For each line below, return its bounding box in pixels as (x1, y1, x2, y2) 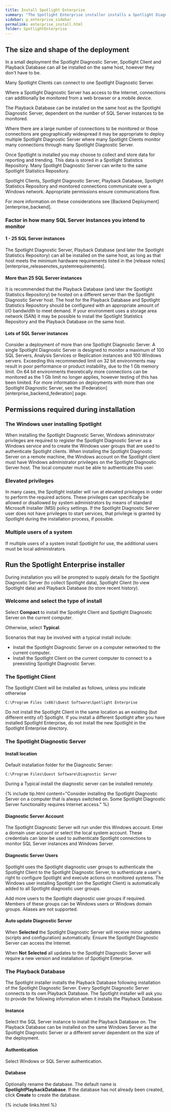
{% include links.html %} (5, 1102, 57, 1108)
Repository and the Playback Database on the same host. (5, 319, 126, 325)
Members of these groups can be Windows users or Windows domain (5, 900, 152, 907)
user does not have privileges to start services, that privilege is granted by (5, 510, 161, 516)
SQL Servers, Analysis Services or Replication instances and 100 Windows (5, 352, 161, 358)
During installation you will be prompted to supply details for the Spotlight (5, 574, 159, 580)
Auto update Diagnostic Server (5, 918, 72, 924)
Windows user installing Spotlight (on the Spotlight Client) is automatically (5, 880, 160, 886)
